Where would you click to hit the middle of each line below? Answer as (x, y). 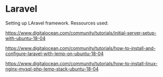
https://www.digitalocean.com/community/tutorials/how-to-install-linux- (81, 63)
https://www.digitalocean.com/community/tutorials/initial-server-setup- (81, 33)
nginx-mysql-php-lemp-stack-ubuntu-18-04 (52, 69)
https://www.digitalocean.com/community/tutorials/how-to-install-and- (80, 48)
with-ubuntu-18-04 (25, 38)
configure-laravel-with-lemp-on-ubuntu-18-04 (55, 54)
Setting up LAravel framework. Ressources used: (57, 23)
